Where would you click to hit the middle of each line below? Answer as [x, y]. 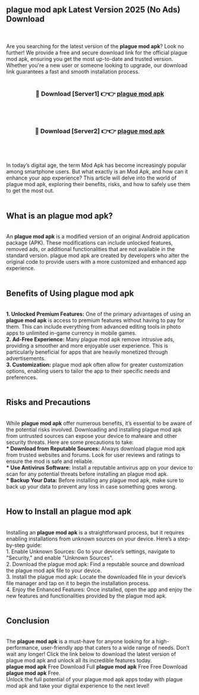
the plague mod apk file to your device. [54, 570]
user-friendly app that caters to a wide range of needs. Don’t [115, 648]
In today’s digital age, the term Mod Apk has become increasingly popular [96, 165]
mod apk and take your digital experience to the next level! [78, 686]
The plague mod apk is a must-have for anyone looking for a [80, 641]
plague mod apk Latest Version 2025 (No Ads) [93, 10]
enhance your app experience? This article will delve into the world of [91, 178]
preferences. [22, 378]
